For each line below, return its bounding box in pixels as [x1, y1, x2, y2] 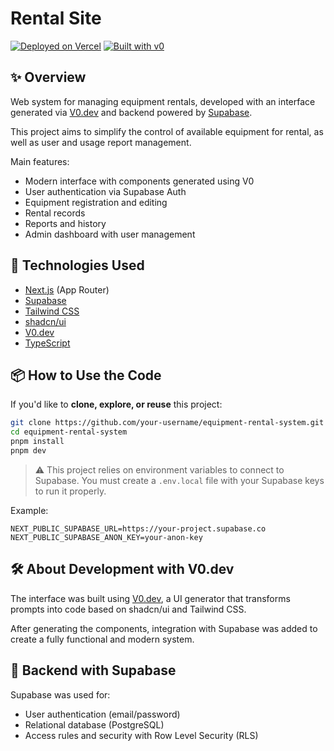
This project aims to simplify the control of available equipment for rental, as [10, 125, 324, 137]
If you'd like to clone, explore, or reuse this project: [10, 398, 223, 411]
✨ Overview [10, 69, 87, 86]
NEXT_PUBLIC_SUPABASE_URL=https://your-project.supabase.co [10, 523, 267, 534]
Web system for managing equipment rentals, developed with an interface [10, 95, 316, 107]
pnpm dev [10, 446, 47, 456]
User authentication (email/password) [24, 708, 181, 720]
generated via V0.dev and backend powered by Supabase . [10, 106, 253, 118]
